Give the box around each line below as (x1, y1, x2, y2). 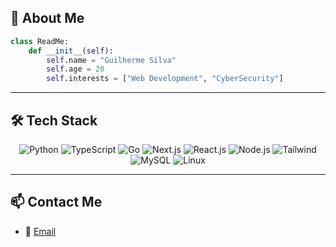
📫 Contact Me (10, 194, 103, 211)
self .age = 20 (46, 64, 105, 75)
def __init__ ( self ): (28, 46, 114, 56)
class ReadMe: (10, 36, 70, 46)
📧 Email (24, 225, 57, 237)
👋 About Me (10, 10, 85, 27)
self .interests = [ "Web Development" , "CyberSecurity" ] (46, 74, 284, 84)
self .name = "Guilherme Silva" (46, 55, 177, 65)
